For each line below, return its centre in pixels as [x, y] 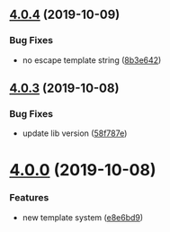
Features [29, 198]
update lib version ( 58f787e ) [75, 133]
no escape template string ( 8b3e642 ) [92, 60]
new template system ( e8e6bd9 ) [83, 217]
